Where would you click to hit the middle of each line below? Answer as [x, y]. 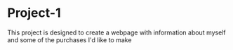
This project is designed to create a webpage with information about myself [116, 32]
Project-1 [34, 13]
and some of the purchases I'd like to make [69, 39]
